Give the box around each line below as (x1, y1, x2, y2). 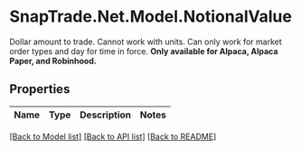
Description (80, 108, 131, 121)
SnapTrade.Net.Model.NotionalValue (9, 6, 292, 27)
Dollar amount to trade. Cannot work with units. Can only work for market (9, 36, 282, 47)
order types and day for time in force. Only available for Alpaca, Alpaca (9, 45, 278, 56)
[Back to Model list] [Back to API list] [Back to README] (9, 131, 217, 142)
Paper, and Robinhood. (9, 55, 97, 66)
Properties (9, 81, 71, 97)
